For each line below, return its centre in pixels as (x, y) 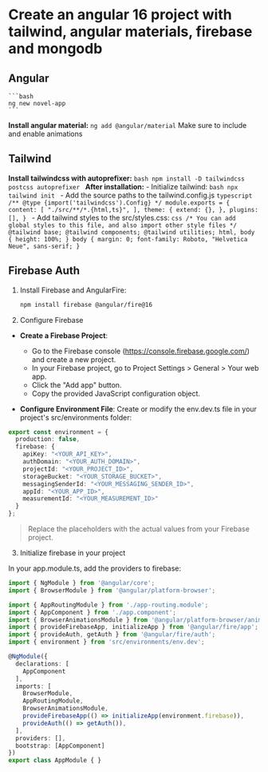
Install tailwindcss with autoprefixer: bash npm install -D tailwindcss (126, 178)
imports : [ (33, 686)
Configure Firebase (51, 320)
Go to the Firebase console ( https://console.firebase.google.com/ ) (140, 351)
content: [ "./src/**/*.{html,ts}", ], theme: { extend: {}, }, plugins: (134, 209)
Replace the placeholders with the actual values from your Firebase (138, 529)
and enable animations (45, 134)
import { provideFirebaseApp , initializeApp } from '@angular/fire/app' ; (134, 627)
